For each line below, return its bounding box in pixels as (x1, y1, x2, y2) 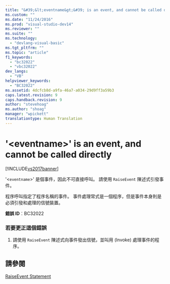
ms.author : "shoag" (5, 107, 47, 112)
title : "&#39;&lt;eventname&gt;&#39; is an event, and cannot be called (5, 7, 162, 13)
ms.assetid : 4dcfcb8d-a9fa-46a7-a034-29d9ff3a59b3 (5, 87, 114, 93)
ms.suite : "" (5, 31, 33, 36)
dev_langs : (5, 69, 28, 74)
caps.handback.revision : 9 (5, 97, 62, 102)
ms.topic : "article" (5, 50, 49, 55)
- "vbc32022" (10, 64, 37, 69)
